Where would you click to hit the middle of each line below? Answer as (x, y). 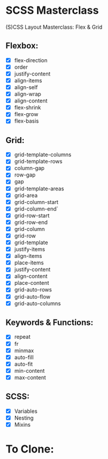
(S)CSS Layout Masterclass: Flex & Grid (54, 27)
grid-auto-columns (37, 303)
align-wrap (27, 94)
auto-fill (24, 357)
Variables (26, 411)
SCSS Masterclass (52, 10)
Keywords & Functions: (50, 323)
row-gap (25, 175)
